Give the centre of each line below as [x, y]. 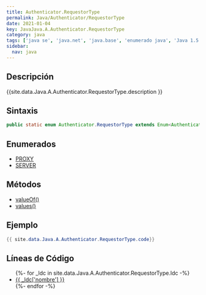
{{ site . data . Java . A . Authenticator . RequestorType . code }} [81, 239]
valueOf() [27, 199]
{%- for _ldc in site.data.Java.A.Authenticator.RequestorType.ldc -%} [102, 273]
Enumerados [31, 144]
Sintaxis [22, 111]
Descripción [30, 77]
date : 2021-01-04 [29, 23]
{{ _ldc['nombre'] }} [40, 280]
